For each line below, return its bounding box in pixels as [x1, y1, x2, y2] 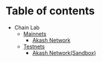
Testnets [23, 43, 45, 50]
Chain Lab [14, 24, 40, 31]
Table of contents [5, 4, 95, 18]
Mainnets [23, 30, 47, 37]
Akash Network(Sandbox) [32, 49, 97, 56]
